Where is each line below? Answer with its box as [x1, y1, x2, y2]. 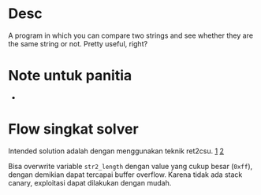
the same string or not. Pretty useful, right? [8, 39, 148, 48]
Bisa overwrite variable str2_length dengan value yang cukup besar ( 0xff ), [8, 161, 253, 171]
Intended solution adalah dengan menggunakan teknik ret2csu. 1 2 [8, 146, 225, 156]
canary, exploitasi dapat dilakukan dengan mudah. [8, 178, 172, 187]
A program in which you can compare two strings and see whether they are [8, 31, 254, 40]
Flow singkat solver [8, 120, 140, 138]
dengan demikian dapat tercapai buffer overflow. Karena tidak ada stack [8, 170, 243, 179]
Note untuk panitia [8, 67, 132, 85]
